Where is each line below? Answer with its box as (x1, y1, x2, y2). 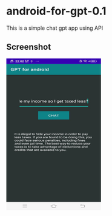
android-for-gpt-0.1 (6, 4, 107, 18)
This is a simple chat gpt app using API (6, 24, 104, 32)
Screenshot (6, 42, 51, 52)
